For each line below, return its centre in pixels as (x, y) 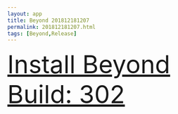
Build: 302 (66, 94)
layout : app (25, 14)
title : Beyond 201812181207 (49, 20)
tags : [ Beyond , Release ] (42, 33)
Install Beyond (89, 65)
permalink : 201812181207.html (52, 27)
